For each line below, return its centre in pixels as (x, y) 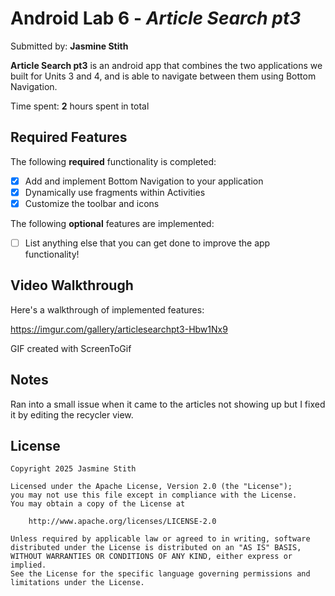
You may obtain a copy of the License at (98, 504)
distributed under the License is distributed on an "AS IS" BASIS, (156, 548)
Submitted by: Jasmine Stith (69, 46)
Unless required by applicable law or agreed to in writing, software (160, 539)
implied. (28, 565)
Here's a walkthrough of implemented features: (107, 309)
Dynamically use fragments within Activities (115, 192)
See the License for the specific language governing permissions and (160, 574)
